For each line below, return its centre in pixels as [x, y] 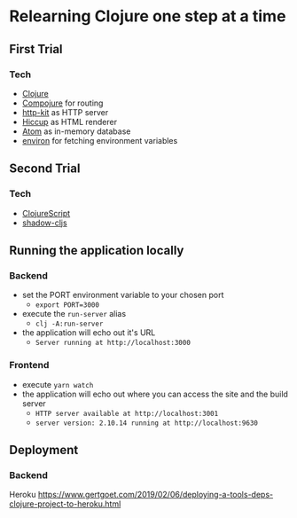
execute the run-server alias [74, 314]
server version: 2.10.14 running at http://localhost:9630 [147, 423]
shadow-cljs [45, 223]
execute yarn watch [58, 384]
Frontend [29, 365]
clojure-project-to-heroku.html [65, 504]
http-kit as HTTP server [65, 112]
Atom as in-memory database [76, 131]
